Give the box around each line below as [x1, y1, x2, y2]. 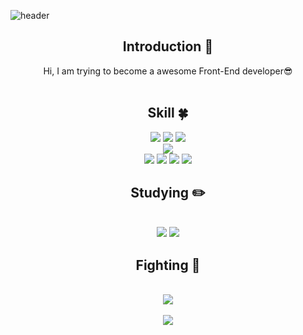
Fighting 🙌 [135, 256, 201, 274]
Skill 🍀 [147, 105, 189, 122]
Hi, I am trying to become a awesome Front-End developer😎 [43, 65, 293, 77]
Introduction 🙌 [122, 38, 214, 55]
